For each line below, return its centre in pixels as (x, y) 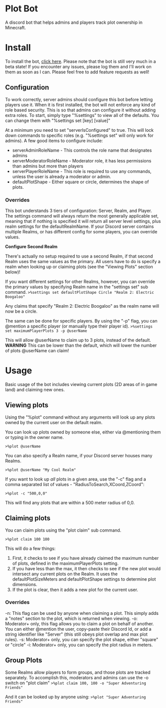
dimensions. (25, 584)
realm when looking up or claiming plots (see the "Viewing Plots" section (79, 267)
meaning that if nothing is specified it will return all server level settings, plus (83, 221)
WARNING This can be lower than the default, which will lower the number (81, 345)
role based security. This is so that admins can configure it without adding (81, 110)
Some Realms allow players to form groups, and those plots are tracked (78, 672)
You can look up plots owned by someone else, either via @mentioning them (83, 432)
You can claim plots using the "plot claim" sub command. (63, 530)
